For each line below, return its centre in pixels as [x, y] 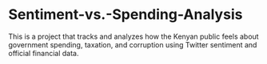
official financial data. [44, 53]
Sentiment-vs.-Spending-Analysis [126, 15]
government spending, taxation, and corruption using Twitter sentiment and [133, 44]
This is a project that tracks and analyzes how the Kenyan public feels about [133, 36]
